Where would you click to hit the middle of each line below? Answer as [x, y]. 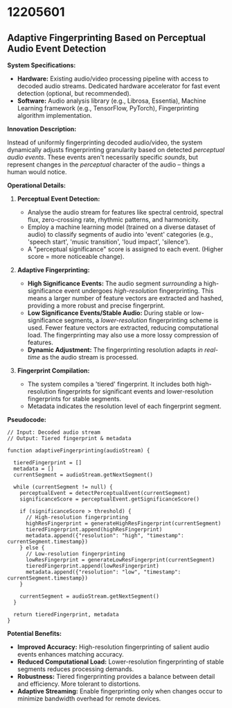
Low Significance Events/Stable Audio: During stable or [109, 313]
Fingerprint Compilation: [53, 371]
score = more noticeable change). [76, 256]
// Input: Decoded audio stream [54, 432]
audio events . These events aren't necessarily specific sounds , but [103, 157]
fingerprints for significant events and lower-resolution [135, 391]
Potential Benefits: [35, 633]
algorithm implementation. [54, 116]
